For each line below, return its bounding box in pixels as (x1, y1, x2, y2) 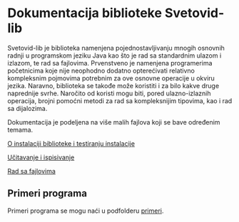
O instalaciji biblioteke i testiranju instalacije (7, 139, 136, 147)
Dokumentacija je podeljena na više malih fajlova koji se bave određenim (7, 117, 220, 126)
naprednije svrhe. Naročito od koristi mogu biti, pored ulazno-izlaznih (7, 89, 212, 97)
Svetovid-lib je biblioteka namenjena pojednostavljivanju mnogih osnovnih (7, 43, 225, 52)
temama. (7, 125, 34, 134)
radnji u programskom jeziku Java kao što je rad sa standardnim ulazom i (7, 51, 222, 60)
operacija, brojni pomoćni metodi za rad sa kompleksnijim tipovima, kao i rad (7, 96, 233, 105)
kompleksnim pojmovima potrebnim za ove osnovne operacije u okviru (7, 73, 215, 83)
